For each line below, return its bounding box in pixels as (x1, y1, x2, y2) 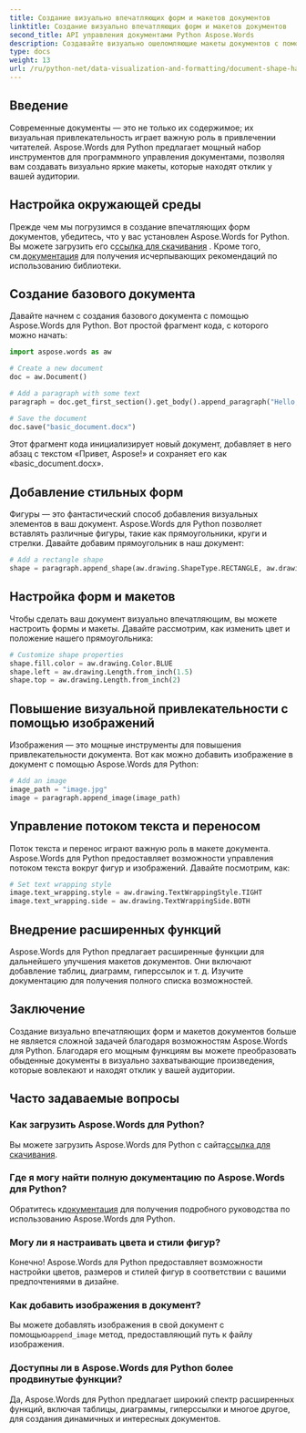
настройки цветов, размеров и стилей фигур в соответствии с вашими (9, 1266, 287, 1277)
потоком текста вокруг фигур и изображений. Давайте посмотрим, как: (9, 862, 291, 873)
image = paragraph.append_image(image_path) (9, 793, 181, 802)
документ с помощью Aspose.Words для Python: (9, 758, 199, 770)
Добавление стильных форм (9, 484, 184, 500)
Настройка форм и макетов (9, 589, 176, 604)
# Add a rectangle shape (9, 555, 104, 565)
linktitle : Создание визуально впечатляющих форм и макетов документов (9, 22, 287, 31)
